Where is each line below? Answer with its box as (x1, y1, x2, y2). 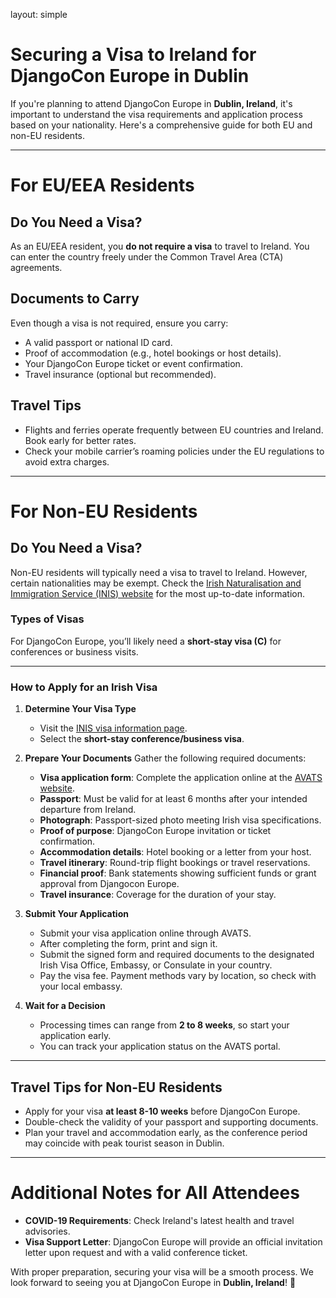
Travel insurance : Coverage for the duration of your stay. (39, 889, 277, 901)
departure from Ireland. (39, 804, 137, 816)
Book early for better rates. (24, 434, 137, 446)
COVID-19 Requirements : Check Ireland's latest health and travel (24, 1214, 295, 1226)
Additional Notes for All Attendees (10, 1182, 300, 1204)
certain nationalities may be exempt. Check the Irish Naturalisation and (10, 577, 302, 589)
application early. (39, 1030, 112, 1042)
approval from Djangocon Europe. (39, 878, 180, 890)
